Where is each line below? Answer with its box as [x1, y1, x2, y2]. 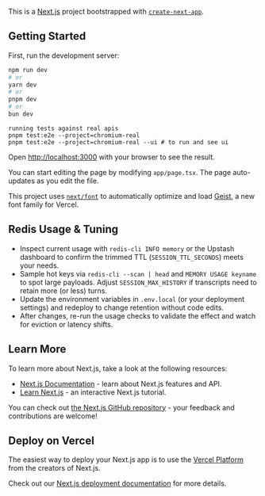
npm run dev [8, 66, 48, 74]
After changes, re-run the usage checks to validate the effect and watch [19, 311, 256, 320]
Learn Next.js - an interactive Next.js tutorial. [19, 387, 167, 397]
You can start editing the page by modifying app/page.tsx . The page [8, 167, 232, 177]
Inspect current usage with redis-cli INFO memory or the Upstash [19, 243, 235, 253]
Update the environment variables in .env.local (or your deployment [19, 294, 245, 303]
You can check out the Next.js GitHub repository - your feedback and [8, 403, 236, 412]
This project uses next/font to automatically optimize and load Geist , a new [8, 191, 255, 200]
